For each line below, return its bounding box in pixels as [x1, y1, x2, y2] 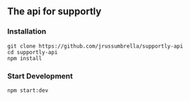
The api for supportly [7, 6, 102, 18]
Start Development [7, 71, 74, 81]
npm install [7, 55, 42, 62]
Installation [7, 27, 47, 36]
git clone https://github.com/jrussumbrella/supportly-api [7, 42, 184, 50]
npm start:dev [7, 87, 49, 94]
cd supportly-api [7, 48, 58, 55]
